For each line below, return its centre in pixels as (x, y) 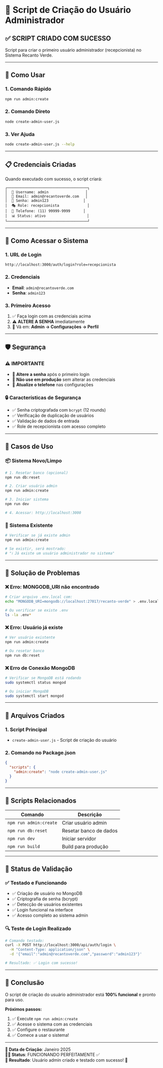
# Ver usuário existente (30, 638)
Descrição (90, 814)
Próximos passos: (24, 1009)
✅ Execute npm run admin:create (45, 1018)
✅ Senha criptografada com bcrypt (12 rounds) (59, 410)
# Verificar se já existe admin (38, 535)
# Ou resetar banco (25, 651)
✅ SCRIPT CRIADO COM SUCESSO (58, 38)
